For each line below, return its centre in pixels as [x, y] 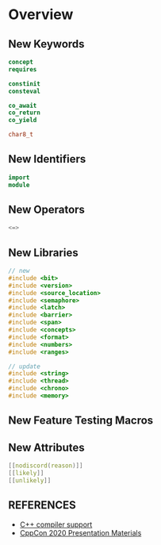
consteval [25, 91]
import [19, 177]
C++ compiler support [56, 524]
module [19, 185]
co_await [23, 106]
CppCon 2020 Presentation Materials [80, 532]
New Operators [47, 209]
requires [23, 69]
